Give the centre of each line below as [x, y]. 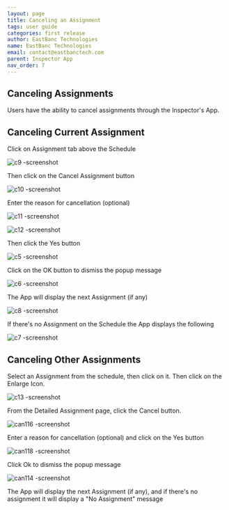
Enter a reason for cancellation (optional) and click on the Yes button [105, 438]
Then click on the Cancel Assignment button [71, 176]
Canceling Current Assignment [76, 132]
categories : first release [46, 33]
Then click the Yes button [44, 244]
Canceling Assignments [60, 94]
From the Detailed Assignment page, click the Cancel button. [94, 411]
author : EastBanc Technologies [53, 40]
